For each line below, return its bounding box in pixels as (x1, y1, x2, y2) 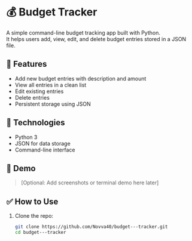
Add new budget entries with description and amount (14, 75, 147, 82)
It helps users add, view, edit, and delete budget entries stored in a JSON (6, 35, 187, 42)
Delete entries (14, 94, 50, 101)
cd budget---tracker (14, 230, 66, 236)
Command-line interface (14, 146, 75, 153)
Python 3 (14, 133, 38, 141)
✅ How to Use (6, 196, 59, 206)
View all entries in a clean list (14, 81, 87, 88)
